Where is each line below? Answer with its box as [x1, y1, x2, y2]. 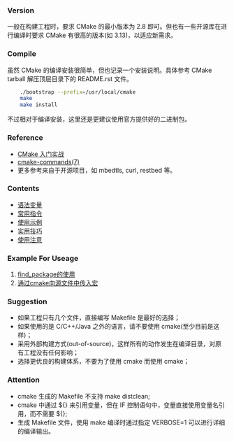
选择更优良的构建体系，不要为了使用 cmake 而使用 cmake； [17, 357, 190, 366]
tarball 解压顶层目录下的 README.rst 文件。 [7, 74, 133, 83]
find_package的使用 [17, 270, 75, 278]
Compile [7, 49, 36, 59]
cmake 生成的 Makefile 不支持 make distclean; [17, 392, 150, 400]
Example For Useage [7, 253, 79, 263]
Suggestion [7, 297, 47, 306]
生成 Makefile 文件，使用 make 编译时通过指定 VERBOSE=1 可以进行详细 [17, 418, 226, 427]
